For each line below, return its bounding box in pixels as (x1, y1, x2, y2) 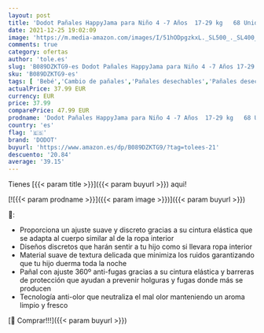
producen (19, 284, 52, 294)
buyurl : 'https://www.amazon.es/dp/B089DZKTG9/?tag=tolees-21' (8, 143, 220, 151)
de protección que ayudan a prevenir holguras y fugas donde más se (19, 276, 244, 285)
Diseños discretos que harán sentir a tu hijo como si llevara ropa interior (19, 242, 253, 252)
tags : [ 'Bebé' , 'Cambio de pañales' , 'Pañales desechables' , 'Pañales (8, 77, 237, 85)
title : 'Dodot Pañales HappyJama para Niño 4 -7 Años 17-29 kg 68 (8, 19, 241, 27)
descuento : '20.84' (8, 150, 72, 158)
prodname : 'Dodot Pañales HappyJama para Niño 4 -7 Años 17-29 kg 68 (8, 114, 251, 122)
